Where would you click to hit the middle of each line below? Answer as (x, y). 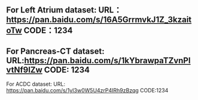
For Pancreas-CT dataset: (55, 51)
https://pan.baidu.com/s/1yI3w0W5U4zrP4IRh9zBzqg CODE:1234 (87, 90)
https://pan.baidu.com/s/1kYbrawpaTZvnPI (107, 60)
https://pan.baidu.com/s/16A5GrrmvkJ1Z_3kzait (99, 20)
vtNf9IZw (25, 70)
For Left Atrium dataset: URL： (64, 10)
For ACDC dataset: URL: (36, 84)
